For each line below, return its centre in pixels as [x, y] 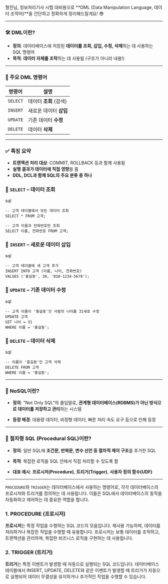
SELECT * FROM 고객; [25, 216]
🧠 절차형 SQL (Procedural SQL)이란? [48, 438]
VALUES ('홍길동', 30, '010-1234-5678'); [47, 277]
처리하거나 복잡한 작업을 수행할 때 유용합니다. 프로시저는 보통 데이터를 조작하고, [82, 531]
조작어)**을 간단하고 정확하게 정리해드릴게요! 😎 [57, 14]
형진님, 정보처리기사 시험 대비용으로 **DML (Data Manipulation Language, [79, 7]
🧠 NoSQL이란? [22, 391]
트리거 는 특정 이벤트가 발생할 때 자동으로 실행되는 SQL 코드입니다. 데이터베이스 [82, 564]
